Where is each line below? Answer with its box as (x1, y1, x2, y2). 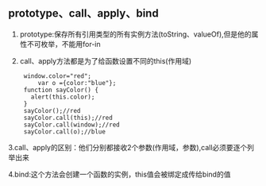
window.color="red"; (23, 72, 91, 80)
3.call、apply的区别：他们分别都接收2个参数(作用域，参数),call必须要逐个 (8, 142, 248, 152)
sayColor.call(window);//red (23, 121, 121, 129)
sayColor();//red (23, 107, 81, 114)
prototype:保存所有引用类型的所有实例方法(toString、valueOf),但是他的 (19, 29, 252, 39)
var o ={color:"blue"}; (37, 79, 117, 87)
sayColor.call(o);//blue (23, 127, 106, 136)
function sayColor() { (23, 86, 99, 94)
